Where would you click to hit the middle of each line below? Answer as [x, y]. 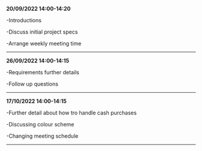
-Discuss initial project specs [42, 32]
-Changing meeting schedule [42, 136]
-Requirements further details [43, 72]
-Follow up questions [32, 84]
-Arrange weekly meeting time [44, 43]
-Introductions [24, 20]
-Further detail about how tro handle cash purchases [72, 113]
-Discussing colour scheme [40, 124]
